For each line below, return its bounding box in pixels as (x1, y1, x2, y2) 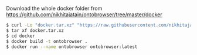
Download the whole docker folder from (6, 5, 103, 12)
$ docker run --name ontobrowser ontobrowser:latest (6, 43, 138, 50)
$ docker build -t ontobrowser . (6, 38, 88, 44)
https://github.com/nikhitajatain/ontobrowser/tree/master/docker (6, 11, 162, 18)
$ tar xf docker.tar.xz (6, 27, 64, 34)
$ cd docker (6, 33, 35, 39)
